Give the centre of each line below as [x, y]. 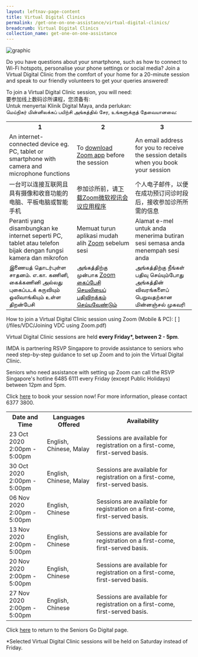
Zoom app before [100, 156]
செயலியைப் [91, 290]
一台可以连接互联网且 [39, 185]
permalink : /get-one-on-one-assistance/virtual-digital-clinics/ [88, 22]
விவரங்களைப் [152, 290]
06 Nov [19, 498]
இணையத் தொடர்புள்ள [38, 268]
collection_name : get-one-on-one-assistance [62, 34]
